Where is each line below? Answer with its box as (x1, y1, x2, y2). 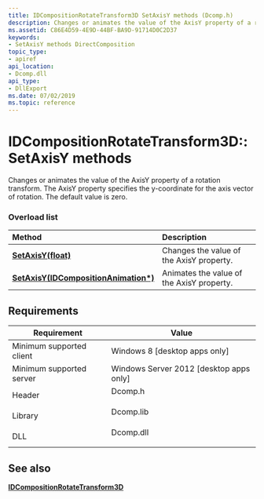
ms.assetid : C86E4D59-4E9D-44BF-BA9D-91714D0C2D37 (8, 26, 178, 34)
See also (8, 461, 51, 475)
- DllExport (8, 84, 47, 93)
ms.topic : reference (8, 99, 76, 107)
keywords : (8, 33, 41, 42)
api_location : (8, 63, 55, 71)
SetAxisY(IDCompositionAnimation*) (12, 272, 155, 283)
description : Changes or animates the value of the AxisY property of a (8, 19, 251, 27)
